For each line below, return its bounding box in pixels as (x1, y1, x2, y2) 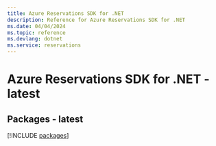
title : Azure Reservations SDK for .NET (7, 10, 125, 17)
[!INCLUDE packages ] (7, 132, 69, 139)
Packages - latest (7, 113, 84, 125)
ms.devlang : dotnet (7, 36, 63, 42)
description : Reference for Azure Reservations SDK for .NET (7, 16, 186, 23)
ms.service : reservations (7, 42, 81, 49)
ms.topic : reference (7, 29, 67, 36)
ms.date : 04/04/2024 (7, 23, 67, 29)
